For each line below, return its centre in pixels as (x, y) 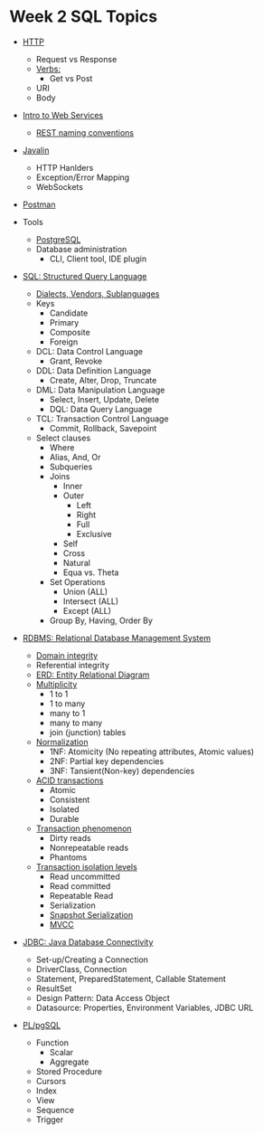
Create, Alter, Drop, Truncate (103, 380)
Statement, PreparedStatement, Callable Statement (131, 978)
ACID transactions (70, 780)
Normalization (62, 742)
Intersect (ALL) (91, 601)
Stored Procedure (69, 1071)
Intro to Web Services (63, 115)
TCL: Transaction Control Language (102, 419)
